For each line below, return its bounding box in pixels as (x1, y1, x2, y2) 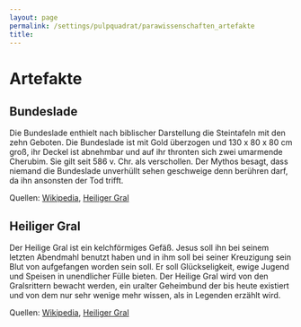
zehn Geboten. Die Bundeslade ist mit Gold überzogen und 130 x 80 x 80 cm (9, 137, 293, 148)
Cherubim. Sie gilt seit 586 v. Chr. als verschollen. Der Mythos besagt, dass (9, 156, 289, 167)
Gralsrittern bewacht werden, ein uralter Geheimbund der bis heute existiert (9, 280, 289, 291)
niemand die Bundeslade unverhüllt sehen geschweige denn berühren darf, (9, 166, 288, 176)
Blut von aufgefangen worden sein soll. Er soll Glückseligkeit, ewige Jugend (9, 262, 290, 272)
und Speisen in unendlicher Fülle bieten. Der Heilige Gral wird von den (9, 271, 269, 282)
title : (9, 30, 34, 39)
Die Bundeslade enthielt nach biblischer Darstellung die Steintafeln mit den (9, 127, 286, 139)
